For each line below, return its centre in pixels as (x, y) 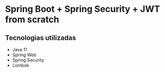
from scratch (32, 19)
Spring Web (24, 55)
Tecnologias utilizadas (41, 38)
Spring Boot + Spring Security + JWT (83, 9)
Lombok (21, 65)
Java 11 (20, 50)
